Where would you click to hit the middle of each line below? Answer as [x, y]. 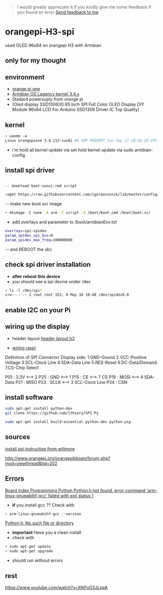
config [18, 155]
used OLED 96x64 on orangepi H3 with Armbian [53, 45]
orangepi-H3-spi [40, 32]
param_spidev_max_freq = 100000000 [39, 240]
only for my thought [36, 61]
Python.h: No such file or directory [40, 523]
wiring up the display [37, 327]
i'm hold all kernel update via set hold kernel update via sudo [73, 150]
